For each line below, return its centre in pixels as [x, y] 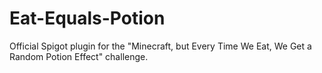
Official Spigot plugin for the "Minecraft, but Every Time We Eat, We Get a [160, 46]
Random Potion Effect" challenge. [79, 56]
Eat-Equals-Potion [87, 18]
